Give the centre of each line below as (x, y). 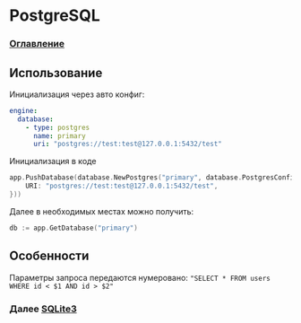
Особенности (49, 256)
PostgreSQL (55, 16)
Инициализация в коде (53, 161)
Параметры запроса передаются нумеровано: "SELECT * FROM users (140, 277)
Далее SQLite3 (43, 309)
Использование (56, 73)
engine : (24, 110)
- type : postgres (58, 127)
